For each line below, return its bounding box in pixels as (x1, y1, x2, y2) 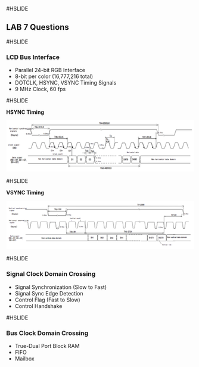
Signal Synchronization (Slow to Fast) (14, 283, 107, 291)
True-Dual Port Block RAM (14, 342, 80, 349)
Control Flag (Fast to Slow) (14, 296, 80, 303)
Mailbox (14, 354, 35, 362)
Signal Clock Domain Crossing (6, 270, 96, 278)
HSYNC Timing (6, 108, 45, 116)
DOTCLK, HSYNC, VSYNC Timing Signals (14, 79, 117, 86)
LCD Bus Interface (6, 53, 60, 61)
